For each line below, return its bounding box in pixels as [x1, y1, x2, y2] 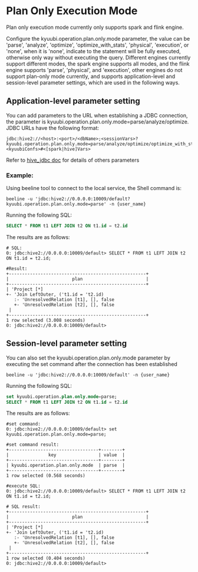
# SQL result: [6, 504, 41, 510]
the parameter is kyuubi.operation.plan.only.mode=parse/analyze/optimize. [6, 118, 189, 125]
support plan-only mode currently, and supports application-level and [6, 73, 176, 80]
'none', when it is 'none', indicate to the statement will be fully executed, [6, 47, 181, 54]
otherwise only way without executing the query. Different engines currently [6, 54, 191, 61]
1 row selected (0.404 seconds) [6, 555, 85, 561]
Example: [6, 171, 34, 179]
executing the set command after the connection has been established [6, 360, 178, 367]
